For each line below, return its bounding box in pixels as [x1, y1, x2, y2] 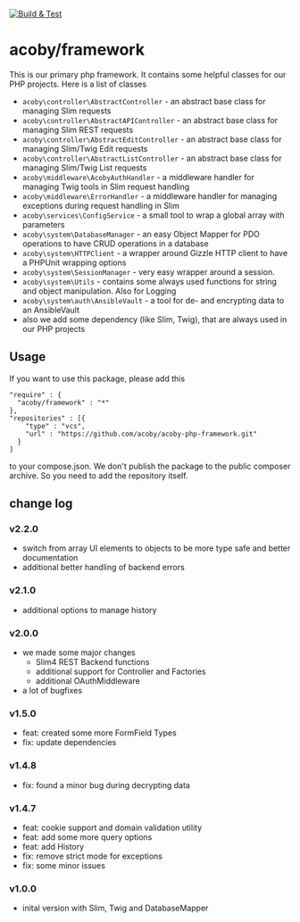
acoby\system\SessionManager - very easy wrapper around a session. [21, 266, 275, 277]
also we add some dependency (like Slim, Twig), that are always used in [21, 313, 287, 325]
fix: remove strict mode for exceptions [21, 851, 163, 861]
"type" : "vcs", [25, 421, 87, 430]
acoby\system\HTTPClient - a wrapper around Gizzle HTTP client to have [21, 247, 288, 258]
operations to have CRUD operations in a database [21, 237, 209, 249]
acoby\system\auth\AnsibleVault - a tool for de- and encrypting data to [21, 295, 285, 305]
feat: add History [21, 841, 85, 851]
